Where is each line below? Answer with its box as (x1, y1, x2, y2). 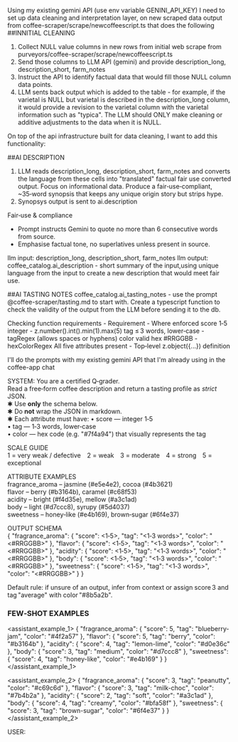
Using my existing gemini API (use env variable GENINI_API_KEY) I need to (7, 6, 225, 14)
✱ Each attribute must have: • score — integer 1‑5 (7, 415, 153, 423)
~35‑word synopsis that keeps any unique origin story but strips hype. (17, 190, 224, 198)
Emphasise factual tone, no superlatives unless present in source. (17, 240, 211, 248)
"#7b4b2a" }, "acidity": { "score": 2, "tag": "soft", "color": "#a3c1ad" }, (7, 691, 213, 700)
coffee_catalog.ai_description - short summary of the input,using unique (7, 261, 219, 270)
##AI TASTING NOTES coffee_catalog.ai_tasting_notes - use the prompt (7, 290, 218, 298)
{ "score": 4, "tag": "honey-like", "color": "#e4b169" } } (7, 654, 168, 664)
